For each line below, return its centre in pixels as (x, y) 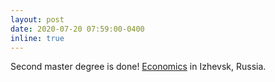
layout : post (37, 19)
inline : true (37, 38)
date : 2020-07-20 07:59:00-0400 (77, 29)
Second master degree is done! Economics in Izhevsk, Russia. (138, 67)
